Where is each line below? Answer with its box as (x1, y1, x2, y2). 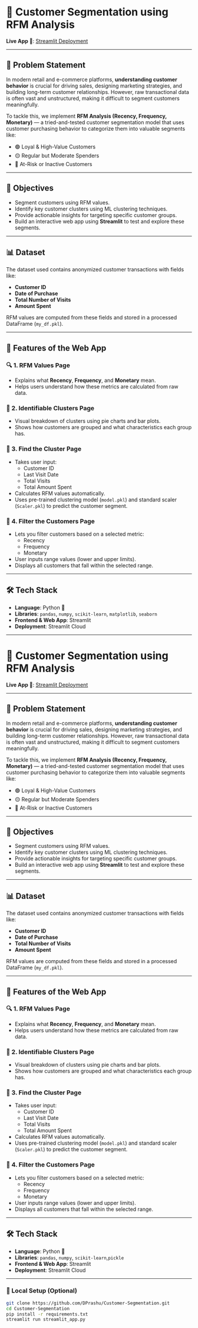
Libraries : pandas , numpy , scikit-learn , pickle (14, 1253, 124, 1261)
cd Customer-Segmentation (6, 1306, 70, 1311)
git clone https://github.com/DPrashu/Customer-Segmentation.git (6, 1300, 170, 1306)
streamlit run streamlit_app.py (6, 1317, 85, 1323)
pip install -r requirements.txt (6, 1311, 88, 1317)
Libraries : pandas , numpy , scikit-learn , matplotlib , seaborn (14, 610, 158, 617)
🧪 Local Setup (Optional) (6, 1287, 78, 1295)
